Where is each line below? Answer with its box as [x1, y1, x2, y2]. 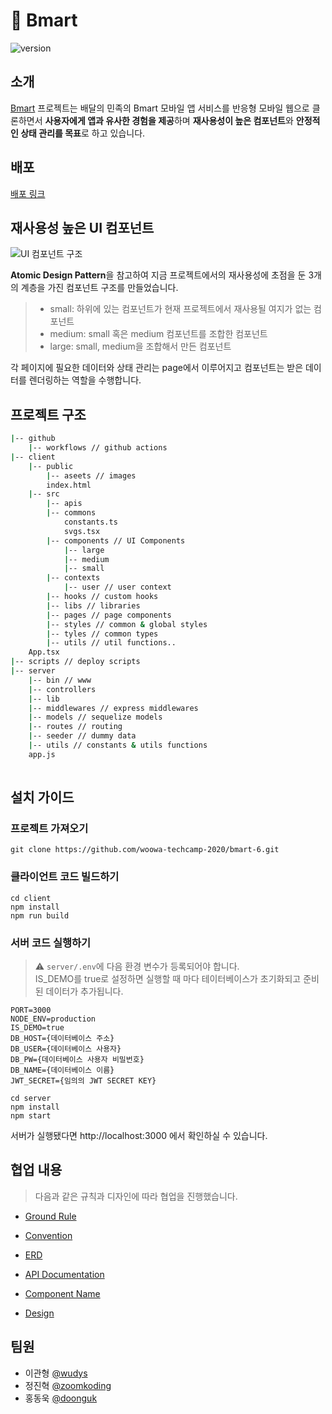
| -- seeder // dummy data [28, 731, 137, 741]
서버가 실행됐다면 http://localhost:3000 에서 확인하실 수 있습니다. [10, 1129, 268, 1141]
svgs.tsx [63, 526, 101, 536]
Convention [24, 1229, 73, 1241]
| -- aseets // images [46, 470, 137, 481]
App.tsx [28, 647, 60, 658]
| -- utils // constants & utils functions [28, 740, 208, 751]
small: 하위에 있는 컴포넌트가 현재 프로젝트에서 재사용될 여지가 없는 [49, 303, 312, 315]
